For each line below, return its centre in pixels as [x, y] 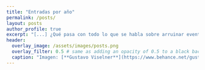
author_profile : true [34, 29]
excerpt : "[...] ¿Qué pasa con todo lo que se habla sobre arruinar [95, 35]
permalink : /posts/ [31, 18]
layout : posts [24, 23]
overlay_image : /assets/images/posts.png [65, 46]
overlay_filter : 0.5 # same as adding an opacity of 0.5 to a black [101, 52]
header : [16, 40]
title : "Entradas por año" [41, 12]
